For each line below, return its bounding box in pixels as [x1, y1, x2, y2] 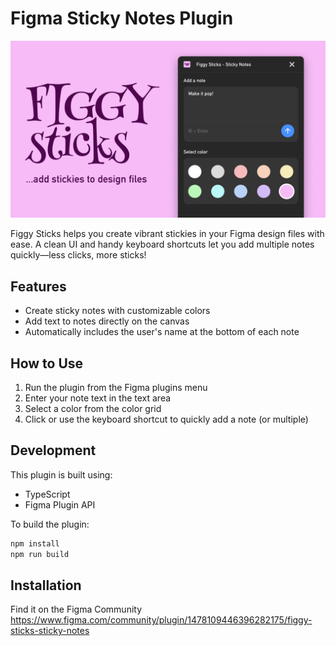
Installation [10, 577, 82, 594]
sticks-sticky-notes [10, 625, 90, 637]
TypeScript [24, 488, 71, 500]
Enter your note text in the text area [24, 392, 172, 404]
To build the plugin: [10, 518, 90, 530]
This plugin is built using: [10, 468, 113, 481]
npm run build [10, 549, 70, 559]
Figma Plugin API [24, 498, 96, 511]
